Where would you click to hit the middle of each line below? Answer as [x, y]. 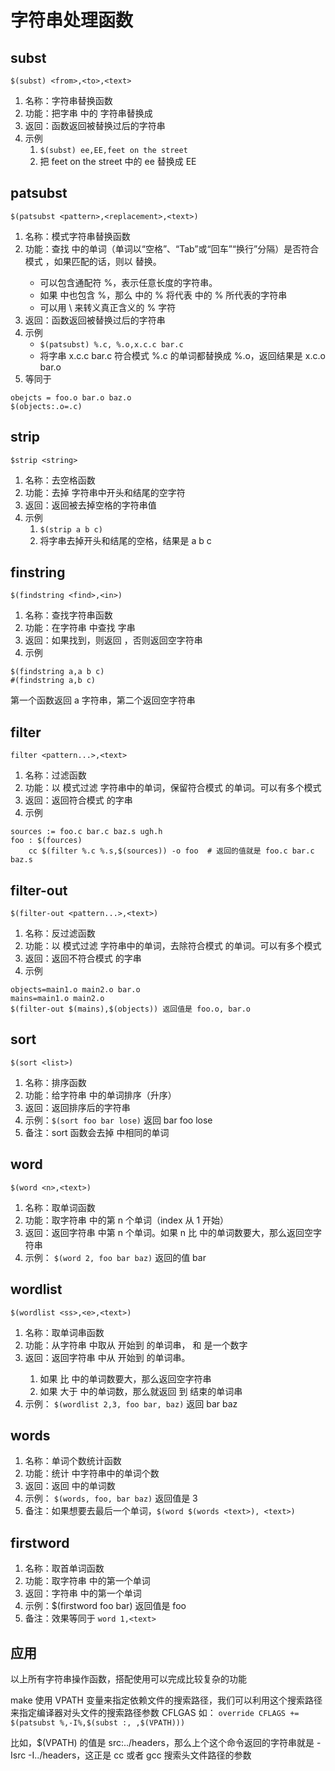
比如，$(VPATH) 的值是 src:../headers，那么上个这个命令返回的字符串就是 [162, 1742]
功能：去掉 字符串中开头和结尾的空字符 [105, 492]
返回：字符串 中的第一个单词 [83, 1593]
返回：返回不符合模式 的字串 [83, 958]
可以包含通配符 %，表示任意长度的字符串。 [128, 282]
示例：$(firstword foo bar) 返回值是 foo [105, 1606]
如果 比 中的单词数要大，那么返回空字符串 [125, 1378]
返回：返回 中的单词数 [70, 1486]
